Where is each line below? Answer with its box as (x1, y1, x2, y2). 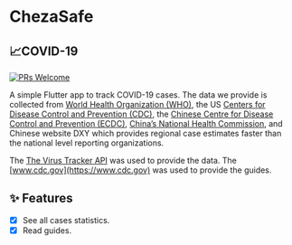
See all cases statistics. (22, 214, 110, 225)
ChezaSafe (9, 6, 94, 27)
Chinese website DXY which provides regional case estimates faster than (9, 128, 282, 138)
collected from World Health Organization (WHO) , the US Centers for (9, 99, 266, 109)
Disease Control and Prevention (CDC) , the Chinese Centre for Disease (9, 108, 274, 119)
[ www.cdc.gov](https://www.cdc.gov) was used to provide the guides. (9, 165, 272, 175)
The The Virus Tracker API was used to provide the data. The (9, 155, 237, 165)
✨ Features (9, 191, 73, 206)
